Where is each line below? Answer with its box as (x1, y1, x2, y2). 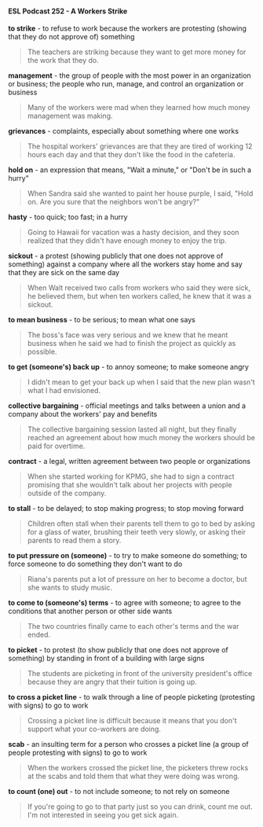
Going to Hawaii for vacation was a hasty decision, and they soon (27, 228, 239, 237)
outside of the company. (27, 488, 107, 498)
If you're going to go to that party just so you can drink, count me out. (27, 802, 253, 811)
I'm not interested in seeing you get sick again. (27, 810, 179, 820)
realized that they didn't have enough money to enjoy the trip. (27, 236, 227, 245)
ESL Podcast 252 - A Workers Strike (8, 6, 128, 16)
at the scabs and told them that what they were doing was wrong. (27, 771, 240, 781)
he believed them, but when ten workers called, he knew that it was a (27, 292, 252, 301)
